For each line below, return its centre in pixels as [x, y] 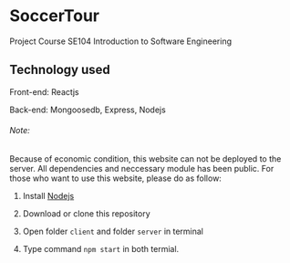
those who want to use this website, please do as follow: [115, 178]
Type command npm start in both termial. [101, 248]
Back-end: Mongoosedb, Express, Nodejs [88, 110]
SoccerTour [55, 16]
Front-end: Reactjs [44, 91]
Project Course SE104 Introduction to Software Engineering [121, 41]
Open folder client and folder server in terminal [113, 231]
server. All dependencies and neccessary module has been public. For [142, 168]
